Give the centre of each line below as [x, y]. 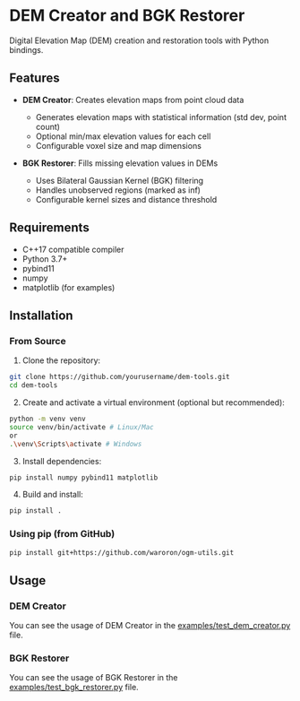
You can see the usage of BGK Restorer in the [94, 678]
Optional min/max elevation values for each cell [123, 136]
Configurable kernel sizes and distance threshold [126, 199]
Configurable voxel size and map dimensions [118, 145]
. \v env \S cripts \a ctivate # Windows [76, 444]
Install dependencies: [62, 461]
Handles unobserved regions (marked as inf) [118, 190]
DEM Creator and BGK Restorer [127, 16]
